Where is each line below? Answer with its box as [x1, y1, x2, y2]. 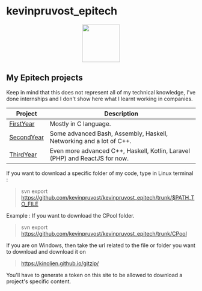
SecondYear [9, 133, 44, 141]
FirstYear [9, 119, 35, 127]
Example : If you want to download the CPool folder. [6, 212, 135, 219]
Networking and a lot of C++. [49, 136, 132, 145]
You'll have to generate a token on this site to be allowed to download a [6, 271, 183, 278]
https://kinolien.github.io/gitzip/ [20, 260, 99, 267]
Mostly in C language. [49, 119, 111, 127]
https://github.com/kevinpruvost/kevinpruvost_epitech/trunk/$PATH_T [20, 194, 195, 201]
